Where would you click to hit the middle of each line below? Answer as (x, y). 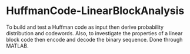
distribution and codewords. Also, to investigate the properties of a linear (94, 33)
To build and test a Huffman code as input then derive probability (85, 27)
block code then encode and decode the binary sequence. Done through (94, 39)
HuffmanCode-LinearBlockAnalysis (95, 11)
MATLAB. (17, 46)
